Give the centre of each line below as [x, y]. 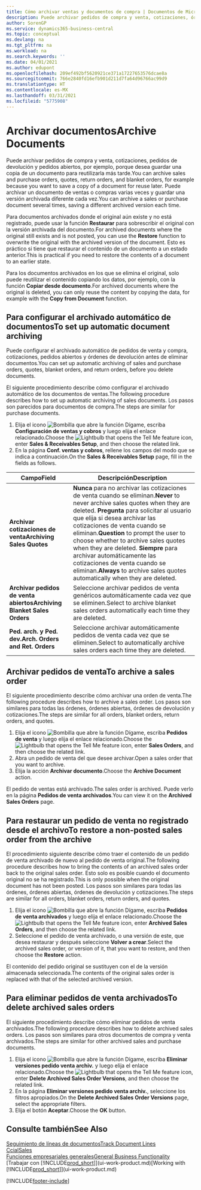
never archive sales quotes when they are [131, 503]
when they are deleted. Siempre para [125, 548]
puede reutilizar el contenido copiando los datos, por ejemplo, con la [91, 279]
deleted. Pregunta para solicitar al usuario [132, 511]
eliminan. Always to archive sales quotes [130, 571]
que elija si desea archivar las [114, 518]
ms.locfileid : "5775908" [37, 101]
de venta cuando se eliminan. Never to [126, 496]
